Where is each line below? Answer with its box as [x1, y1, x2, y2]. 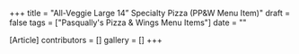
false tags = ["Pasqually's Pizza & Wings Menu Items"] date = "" [9, 17, 247, 28]
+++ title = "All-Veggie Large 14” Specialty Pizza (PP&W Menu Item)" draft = [9, 8, 291, 18]
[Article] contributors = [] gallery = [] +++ [9, 35, 163, 45]
